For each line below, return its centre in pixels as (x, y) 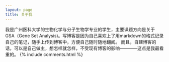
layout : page (19, 10)
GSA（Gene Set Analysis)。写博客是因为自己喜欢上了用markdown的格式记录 (84, 35)
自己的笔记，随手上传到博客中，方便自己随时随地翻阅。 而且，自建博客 (78, 42)
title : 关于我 (19, 14)
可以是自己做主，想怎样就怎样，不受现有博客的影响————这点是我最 (87, 48)
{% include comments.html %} (51, 54)
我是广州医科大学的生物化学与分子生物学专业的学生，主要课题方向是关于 (80, 29)
